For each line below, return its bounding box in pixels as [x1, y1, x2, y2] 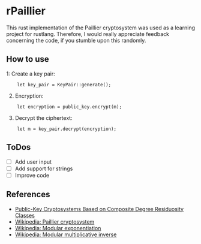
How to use [6, 54, 49, 64]
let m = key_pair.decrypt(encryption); [17, 126, 117, 132]
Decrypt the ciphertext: [14, 114, 73, 121]
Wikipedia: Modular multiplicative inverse [14, 231, 117, 238]
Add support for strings [14, 165, 73, 172]
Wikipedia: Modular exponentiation [14, 224, 101, 231]
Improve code [14, 171, 50, 179]
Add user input [14, 158, 52, 165]
